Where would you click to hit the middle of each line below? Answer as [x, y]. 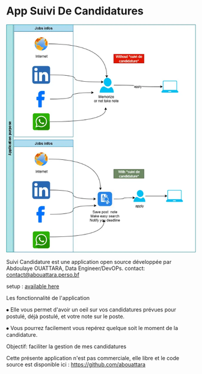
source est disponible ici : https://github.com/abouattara [76, 364]
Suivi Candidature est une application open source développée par [89, 262]
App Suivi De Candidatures [75, 11]
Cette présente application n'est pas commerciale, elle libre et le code [93, 358]
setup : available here [33, 286]
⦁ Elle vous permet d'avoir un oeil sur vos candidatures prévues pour [91, 310]
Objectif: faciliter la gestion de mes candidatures [66, 346]
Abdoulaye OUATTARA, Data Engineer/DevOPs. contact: [76, 268]
